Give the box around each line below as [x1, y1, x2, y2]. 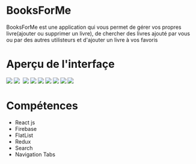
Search [14, 144, 33, 151]
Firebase [14, 125, 37, 132]
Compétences [6, 99, 78, 113]
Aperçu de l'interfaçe [6, 58, 115, 71]
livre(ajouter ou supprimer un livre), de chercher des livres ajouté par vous [6, 29, 191, 37]
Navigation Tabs [14, 151, 56, 158]
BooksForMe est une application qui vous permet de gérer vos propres [6, 23, 182, 31]
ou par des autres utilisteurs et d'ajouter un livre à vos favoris [6, 36, 158, 43]
